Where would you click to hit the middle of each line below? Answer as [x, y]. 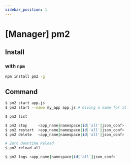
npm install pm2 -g [25, 76]
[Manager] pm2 [38, 34]
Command [21, 92]
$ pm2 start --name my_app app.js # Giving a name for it [66, 108]
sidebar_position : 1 [26, 10]
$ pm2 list [16, 116]
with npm [15, 66]
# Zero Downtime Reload [30, 143]
